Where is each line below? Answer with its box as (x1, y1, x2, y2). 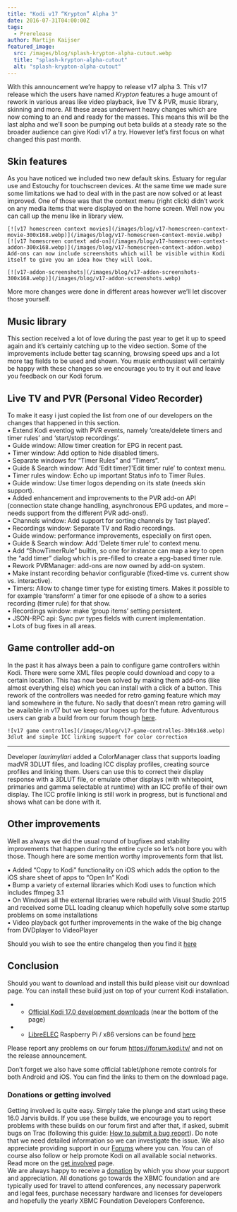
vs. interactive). (7, 577, 53, 585)
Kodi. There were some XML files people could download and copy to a (7, 668, 215, 676)
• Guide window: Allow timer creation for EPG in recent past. (7, 441, 183, 450)
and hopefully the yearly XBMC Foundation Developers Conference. (7, 1196, 205, 1205)
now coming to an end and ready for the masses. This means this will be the (7, 112, 229, 121)
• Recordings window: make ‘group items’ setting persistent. (7, 606, 183, 616)
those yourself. (7, 295, 51, 304)
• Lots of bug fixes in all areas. (7, 622, 97, 630)
